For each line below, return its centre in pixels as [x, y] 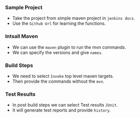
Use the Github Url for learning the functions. [59, 23]
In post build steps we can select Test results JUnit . [65, 105]
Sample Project [24, 7]
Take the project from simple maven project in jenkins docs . [73, 18]
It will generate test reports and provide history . [62, 110]
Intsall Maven [22, 36]
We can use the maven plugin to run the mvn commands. [69, 47]
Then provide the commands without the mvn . [58, 81]
